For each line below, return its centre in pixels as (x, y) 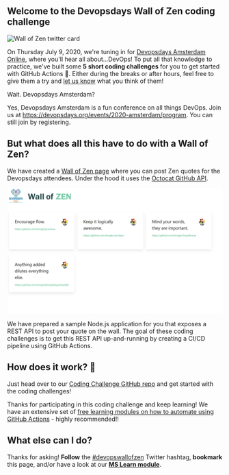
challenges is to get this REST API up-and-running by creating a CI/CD (106, 338)
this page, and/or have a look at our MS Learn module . (84, 464)
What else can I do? (50, 440)
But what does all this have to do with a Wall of (108, 144)
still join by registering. (39, 122)
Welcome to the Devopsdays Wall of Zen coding (111, 11)
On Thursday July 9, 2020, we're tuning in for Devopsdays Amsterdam (107, 51)
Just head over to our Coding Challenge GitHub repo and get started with (110, 384)
